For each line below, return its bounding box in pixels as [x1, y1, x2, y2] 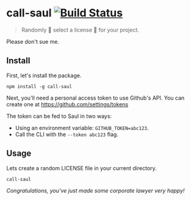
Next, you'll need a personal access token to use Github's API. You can [6, 94, 185, 102]
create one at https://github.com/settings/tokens [6, 100, 129, 108]
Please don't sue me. [6, 38, 60, 45]
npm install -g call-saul [6, 83, 72, 89]
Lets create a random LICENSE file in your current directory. [6, 164, 157, 171]
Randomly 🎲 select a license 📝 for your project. [21, 26, 139, 33]
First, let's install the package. [6, 72, 82, 79]
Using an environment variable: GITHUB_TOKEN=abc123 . [15, 124, 149, 131]
